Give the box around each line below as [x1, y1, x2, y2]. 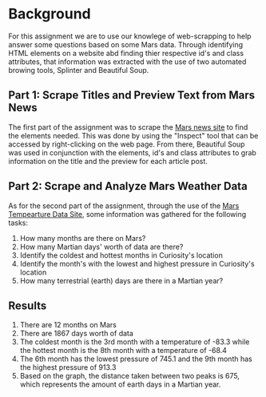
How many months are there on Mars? [19, 233, 146, 243]
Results [8, 299, 47, 312]
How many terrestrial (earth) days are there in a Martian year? [19, 275, 224, 285]
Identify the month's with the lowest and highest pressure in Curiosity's [19, 259, 255, 268]
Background [8, 5, 91, 23]
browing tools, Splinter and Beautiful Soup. [8, 65, 149, 74]
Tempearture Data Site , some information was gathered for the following [8, 209, 247, 219]
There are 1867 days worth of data [19, 329, 134, 339]
